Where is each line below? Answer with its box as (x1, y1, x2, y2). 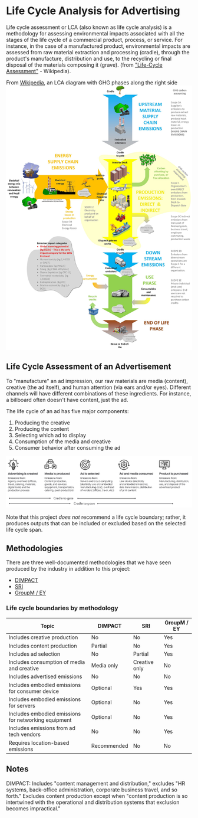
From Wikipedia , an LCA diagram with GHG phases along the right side (6, 78, 178, 86)
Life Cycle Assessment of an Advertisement (6, 362, 171, 372)
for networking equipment (8, 716, 72, 724)
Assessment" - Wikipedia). (6, 67, 71, 74)
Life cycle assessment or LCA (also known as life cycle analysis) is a (6, 24, 172, 31)
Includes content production (8, 642, 77, 649)
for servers (8, 702, 35, 709)
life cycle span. (6, 526, 43, 534)
